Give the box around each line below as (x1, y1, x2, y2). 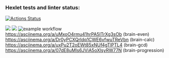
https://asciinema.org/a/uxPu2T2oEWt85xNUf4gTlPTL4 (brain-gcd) (5, 42, 148, 48)
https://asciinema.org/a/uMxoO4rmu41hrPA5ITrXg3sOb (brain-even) (5, 31, 150, 37)
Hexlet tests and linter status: (5, 4, 80, 11)
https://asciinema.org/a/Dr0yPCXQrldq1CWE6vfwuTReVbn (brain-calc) (5, 37, 155, 43)
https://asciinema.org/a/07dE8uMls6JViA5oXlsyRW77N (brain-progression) (5, 47, 164, 53)
